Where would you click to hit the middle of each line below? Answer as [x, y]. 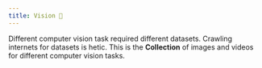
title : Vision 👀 [35, 16]
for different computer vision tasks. [67, 55]
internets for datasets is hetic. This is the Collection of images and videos [131, 47]
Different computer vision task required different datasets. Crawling [120, 38]
